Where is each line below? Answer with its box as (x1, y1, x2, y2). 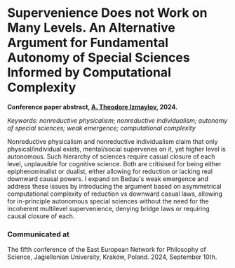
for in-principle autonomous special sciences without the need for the (7, 196, 209, 205)
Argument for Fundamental (7, 35, 169, 51)
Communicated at (7, 229, 70, 239)
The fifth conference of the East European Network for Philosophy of (7, 246, 207, 254)
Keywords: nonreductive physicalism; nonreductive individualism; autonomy (7, 116, 228, 124)
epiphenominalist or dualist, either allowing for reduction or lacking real (7, 167, 213, 175)
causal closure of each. (7, 212, 75, 220)
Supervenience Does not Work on (7, 5, 208, 21)
